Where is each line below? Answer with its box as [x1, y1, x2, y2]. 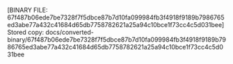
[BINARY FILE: [7, 6, 48, 14]
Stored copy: [7, 28, 45, 36]
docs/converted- [45, 28, 94, 36]
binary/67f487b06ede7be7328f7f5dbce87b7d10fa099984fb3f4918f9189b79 [7, 35, 226, 44]
